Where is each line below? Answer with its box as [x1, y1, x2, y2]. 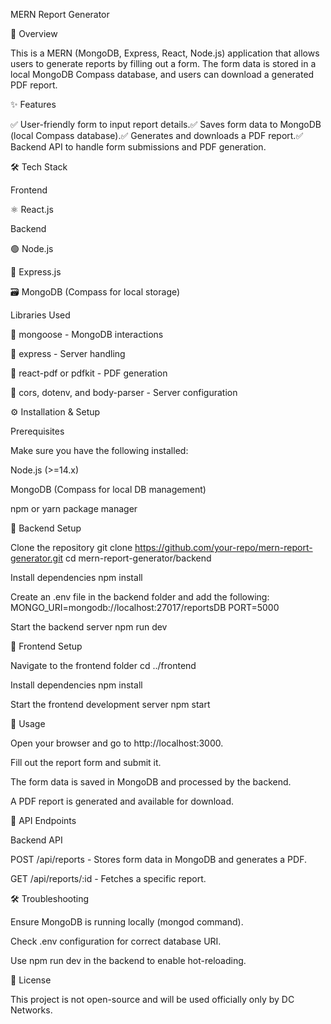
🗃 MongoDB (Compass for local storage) [10, 286, 181, 298]
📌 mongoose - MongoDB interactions [10, 329, 164, 340]
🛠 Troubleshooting [10, 893, 90, 904]
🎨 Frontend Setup [10, 640, 83, 652]
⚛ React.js [10, 204, 54, 215]
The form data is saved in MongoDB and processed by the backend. [10, 776, 292, 788]
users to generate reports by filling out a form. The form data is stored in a [10, 58, 317, 69]
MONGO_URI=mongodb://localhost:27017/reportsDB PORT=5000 [10, 602, 280, 613]
